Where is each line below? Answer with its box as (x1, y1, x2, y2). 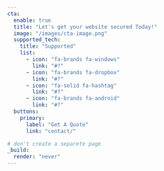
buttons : (13, 108, 39, 115)
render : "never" (13, 153, 61, 160)
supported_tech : (13, 36, 61, 43)
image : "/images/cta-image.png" (13, 29, 108, 37)
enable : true (13, 17, 52, 24)
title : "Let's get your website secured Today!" (13, 23, 158, 30)
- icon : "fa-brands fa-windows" (25, 56, 120, 63)
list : (20, 50, 36, 57)
